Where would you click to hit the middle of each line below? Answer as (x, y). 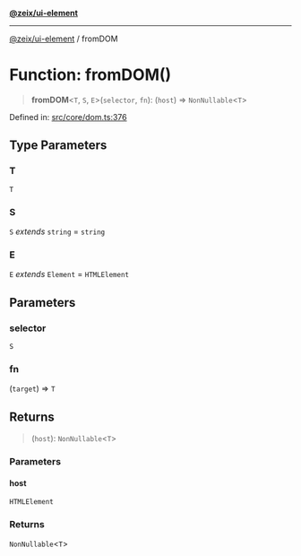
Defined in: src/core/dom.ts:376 (68, 117)
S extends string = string (57, 231)
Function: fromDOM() (90, 75)
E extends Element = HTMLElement (69, 274)
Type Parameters (58, 146)
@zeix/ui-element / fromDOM (64, 39)
